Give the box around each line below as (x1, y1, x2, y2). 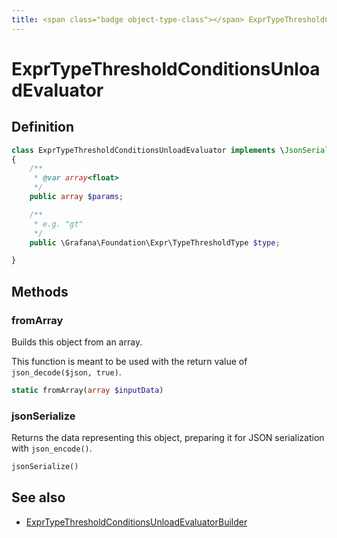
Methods (11, 283, 69, 300)
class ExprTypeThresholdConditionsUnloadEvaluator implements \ (11, 145, 285, 155)
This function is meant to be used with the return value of (11, 355, 248, 367)
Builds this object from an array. (11, 336, 143, 348)
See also (11, 489, 66, 506)
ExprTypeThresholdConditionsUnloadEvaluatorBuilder (25, 516, 248, 528)
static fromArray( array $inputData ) (11, 385, 164, 395)
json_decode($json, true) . (11, 366, 122, 378)
